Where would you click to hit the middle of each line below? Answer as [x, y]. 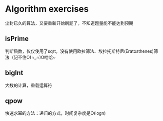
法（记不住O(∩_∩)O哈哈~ [31, 57]
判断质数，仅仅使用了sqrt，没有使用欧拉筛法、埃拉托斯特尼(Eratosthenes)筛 [81, 51]
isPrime [17, 39]
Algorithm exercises [47, 9]
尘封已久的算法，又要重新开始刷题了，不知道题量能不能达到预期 [69, 23]
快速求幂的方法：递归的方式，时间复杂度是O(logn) [55, 113]
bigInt [14, 73]
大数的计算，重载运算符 [29, 85]
